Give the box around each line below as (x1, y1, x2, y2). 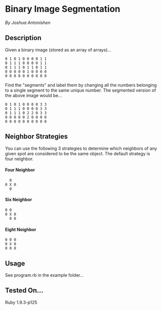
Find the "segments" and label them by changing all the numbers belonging (5, 82, 157, 88)
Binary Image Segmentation (5, 3, 121, 15)
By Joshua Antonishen (5, 20, 51, 25)
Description (5, 34, 41, 42)
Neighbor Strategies (5, 132, 68, 141)
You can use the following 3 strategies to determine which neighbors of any (5, 145, 157, 151)
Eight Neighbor (5, 226, 37, 232)
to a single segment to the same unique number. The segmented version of (5, 87, 156, 93)
